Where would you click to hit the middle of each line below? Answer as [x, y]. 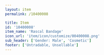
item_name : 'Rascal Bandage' [34, 32]
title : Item [17, 23]
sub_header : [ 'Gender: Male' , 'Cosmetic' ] [48, 41]
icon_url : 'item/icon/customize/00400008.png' [52, 36]
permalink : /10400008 [27, 14]
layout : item [18, 9]
